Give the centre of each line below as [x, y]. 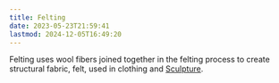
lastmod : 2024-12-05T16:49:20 [66, 34]
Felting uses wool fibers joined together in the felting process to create [139, 60]
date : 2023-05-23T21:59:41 [59, 26]
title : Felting [38, 17]
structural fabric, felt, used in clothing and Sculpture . [106, 69]
